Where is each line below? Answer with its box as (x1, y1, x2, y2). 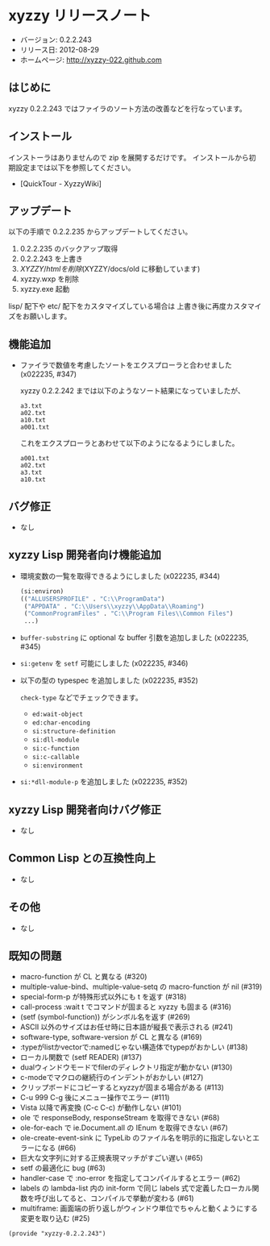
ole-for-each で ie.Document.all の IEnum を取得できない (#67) (19, 1123, 228, 1132)
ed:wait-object (31, 710, 83, 719)
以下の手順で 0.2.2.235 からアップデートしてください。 (8, 226, 193, 237)
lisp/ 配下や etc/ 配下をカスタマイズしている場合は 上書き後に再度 (8, 301, 227, 311)
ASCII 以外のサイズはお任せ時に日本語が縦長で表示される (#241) (19, 1022, 234, 1032)
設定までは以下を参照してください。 (15, 162, 135, 172)
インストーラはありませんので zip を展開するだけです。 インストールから (8, 152, 250, 162)
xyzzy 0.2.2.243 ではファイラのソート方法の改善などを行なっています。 (8, 103, 247, 113)
